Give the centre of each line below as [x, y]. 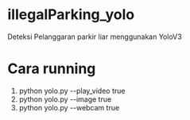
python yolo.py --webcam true [69, 107]
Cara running [52, 69]
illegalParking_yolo [71, 15]
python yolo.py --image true [65, 99]
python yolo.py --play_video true [72, 91]
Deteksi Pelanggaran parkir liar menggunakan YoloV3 [95, 37]
